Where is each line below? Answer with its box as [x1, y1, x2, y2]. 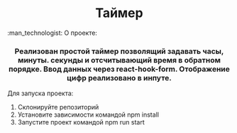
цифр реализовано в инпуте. [67, 73, 172, 83]
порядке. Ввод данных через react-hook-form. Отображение [8, 64, 231, 74]
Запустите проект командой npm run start [17, 118, 145, 127]
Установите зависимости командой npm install [17, 110, 160, 119]
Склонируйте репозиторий [17, 103, 99, 112]
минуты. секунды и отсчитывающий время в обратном [17, 55, 221, 65]
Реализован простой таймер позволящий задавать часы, [14, 46, 224, 56]
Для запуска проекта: [7, 89, 74, 97]
